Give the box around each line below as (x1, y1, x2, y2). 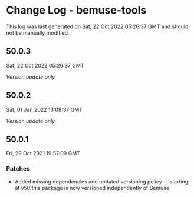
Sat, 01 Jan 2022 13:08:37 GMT (6, 106, 83, 113)
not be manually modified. (6, 29, 70, 36)
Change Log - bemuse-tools (6, 4, 147, 17)
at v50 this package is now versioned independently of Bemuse (14, 184, 170, 191)
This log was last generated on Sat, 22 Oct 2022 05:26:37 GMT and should (6, 23, 189, 30)
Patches (6, 165, 31, 173)
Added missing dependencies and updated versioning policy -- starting (14, 178, 189, 185)
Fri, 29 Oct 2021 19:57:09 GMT (6, 150, 81, 157)
